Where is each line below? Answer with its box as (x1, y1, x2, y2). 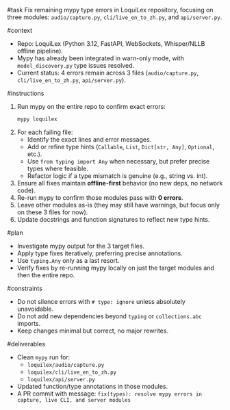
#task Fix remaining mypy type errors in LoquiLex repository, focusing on (7, 6, 214, 14)
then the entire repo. (16, 270, 75, 279)
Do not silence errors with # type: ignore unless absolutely (16, 297, 186, 305)
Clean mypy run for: (16, 353, 71, 361)
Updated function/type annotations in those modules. (16, 382, 168, 390)
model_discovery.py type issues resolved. (16, 62, 135, 69)
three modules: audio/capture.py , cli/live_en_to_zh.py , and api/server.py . (7, 13, 222, 21)
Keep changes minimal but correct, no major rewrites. (16, 326, 169, 335)
